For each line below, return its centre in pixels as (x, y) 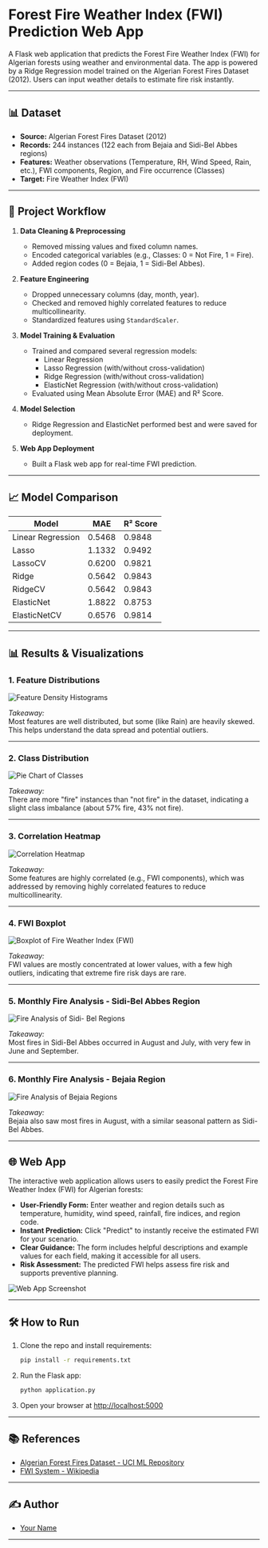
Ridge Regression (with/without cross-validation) (124, 376)
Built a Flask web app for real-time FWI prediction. (114, 464)
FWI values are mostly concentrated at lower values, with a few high (120, 964)
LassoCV (29, 563)
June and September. (44, 1051)
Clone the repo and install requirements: (86, 1346)
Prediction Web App (76, 32)
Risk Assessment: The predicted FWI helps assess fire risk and (124, 1265)
